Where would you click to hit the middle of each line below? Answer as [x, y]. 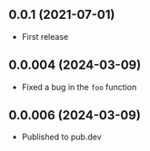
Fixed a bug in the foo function [79, 87]
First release [45, 36]
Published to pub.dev [61, 137]
